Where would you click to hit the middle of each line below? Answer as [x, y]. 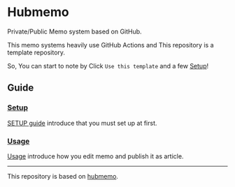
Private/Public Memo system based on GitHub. [74, 31]
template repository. [36, 52]
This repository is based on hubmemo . [63, 176]
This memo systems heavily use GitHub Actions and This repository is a [111, 45]
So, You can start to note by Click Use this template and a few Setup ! [108, 66]
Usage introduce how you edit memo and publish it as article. [95, 156]
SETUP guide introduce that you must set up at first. [82, 123]
